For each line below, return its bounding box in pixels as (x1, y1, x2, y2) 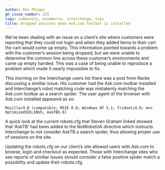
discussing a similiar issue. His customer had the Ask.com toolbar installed (5, 81, 156, 86)
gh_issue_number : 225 (5, 12, 50, 17)
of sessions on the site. (5, 134, 53, 140)
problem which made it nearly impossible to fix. (5, 66, 101, 72)
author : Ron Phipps (5, 7, 45, 12)
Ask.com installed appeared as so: (5, 96, 75, 102)
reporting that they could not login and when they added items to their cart (5, 40, 156, 46)
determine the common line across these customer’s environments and (5, 55, 149, 61)
